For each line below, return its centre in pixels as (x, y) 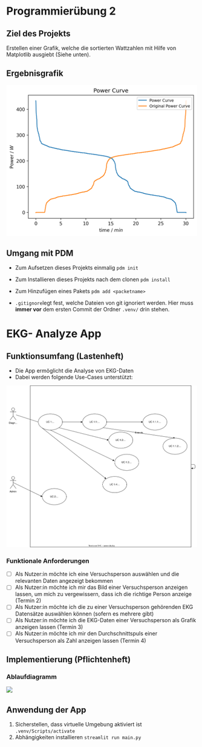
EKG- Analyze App (54, 334)
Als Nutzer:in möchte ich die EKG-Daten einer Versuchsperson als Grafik (106, 620)
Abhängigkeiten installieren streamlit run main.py (78, 737)
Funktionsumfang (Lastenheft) (65, 356)
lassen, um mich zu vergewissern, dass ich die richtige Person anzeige (103, 594)
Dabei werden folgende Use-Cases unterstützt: (74, 377)
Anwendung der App (46, 710)
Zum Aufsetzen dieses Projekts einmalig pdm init (77, 268)
